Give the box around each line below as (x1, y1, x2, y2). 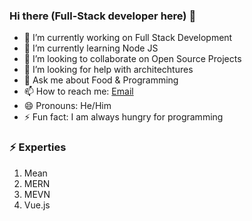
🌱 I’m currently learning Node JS (23, 42, 159, 54)
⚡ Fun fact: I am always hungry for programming (23, 111, 224, 123)
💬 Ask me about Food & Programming (23, 74, 179, 86)
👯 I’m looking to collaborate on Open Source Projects (23, 53, 242, 65)
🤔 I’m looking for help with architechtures (23, 64, 194, 76)
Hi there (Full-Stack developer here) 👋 (9, 9, 197, 23)
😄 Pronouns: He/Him (23, 100, 112, 112)
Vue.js (23, 199, 51, 211)
